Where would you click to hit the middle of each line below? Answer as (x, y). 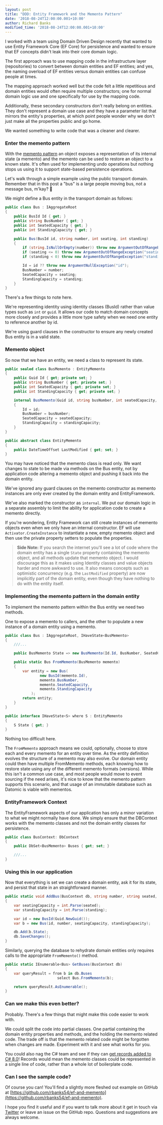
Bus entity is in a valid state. (33, 337)
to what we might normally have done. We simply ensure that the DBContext (81, 818)
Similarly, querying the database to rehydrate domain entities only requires (80, 951)
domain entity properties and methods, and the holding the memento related (81, 1034)
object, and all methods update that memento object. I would (78, 558)
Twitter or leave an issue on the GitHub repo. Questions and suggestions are (81, 1112)
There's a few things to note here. (39, 297)
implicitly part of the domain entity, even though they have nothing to (86, 579)
